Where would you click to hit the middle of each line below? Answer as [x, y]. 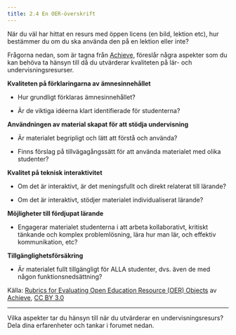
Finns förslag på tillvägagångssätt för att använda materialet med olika [119, 151]
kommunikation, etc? [47, 242]
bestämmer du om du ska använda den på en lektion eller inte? [98, 41]
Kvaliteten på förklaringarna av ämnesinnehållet [79, 83]
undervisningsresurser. [41, 70]
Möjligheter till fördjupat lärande [55, 213]
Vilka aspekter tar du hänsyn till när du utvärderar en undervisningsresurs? [115, 317]
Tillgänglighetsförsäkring [45, 255]
